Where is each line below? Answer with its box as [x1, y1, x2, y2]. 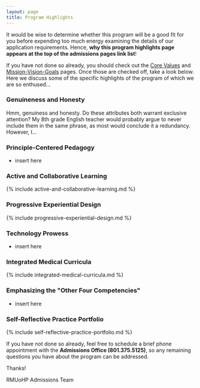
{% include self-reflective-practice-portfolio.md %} [6, 328, 133, 336]
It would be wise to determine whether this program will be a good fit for [6, 31, 184, 38]
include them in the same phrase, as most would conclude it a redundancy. [6, 122, 191, 129]
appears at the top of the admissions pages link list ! [6, 50, 137, 57]
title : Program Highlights [6, 14, 73, 20]
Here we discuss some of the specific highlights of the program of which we [6, 74, 194, 82]
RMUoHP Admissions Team [6, 376, 74, 383]
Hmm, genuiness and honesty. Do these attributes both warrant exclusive [6, 109, 187, 116]
